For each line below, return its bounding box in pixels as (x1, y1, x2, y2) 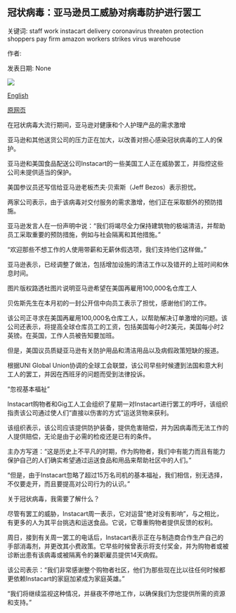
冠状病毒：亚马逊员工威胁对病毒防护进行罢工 (7, 6, 202, 19)
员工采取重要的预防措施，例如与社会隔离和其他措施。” (7, 230, 162, 239)
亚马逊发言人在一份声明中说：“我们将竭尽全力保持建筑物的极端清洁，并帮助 (7, 221, 226, 230)
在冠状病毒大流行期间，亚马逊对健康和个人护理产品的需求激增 (7, 120, 186, 128)
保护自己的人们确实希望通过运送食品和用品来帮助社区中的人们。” (7, 456, 192, 464)
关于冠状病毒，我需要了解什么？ (7, 494, 100, 503)
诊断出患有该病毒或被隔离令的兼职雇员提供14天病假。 (7, 551, 162, 559)
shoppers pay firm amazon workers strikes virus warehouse (7, 34, 181, 43)
